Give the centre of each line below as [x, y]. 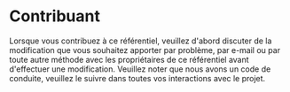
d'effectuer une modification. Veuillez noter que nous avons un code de [140, 69]
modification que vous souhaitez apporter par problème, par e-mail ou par [145, 50]
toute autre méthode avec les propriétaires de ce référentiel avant [129, 59]
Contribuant [55, 16]
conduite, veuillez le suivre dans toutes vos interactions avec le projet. [137, 78]
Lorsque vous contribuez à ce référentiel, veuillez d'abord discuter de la [141, 41]
